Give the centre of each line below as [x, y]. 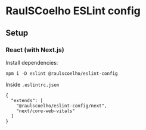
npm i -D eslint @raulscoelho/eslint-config [62, 73]
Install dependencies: [32, 62]
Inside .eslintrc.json [32, 84]
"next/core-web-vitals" [46, 111]
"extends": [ [27, 100]
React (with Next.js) [35, 50]
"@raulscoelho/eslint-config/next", [62, 106]
